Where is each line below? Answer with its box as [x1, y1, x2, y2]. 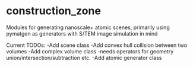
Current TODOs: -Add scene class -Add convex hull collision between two [6, 42, 188, 49]
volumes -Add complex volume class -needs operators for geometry [6, 47, 174, 55]
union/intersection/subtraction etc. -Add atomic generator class [6, 54, 162, 61]
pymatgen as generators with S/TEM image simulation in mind [6, 30, 158, 37]
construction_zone [6, 4, 101, 18]
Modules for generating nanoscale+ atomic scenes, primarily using [6, 24, 170, 31]
